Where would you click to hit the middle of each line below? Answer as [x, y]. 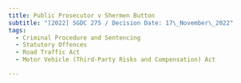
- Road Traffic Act [48, 52]
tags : [17, 30]
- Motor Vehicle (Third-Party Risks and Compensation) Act [116, 60]
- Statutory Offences [51, 45]
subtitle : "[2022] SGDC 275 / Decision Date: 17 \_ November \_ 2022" [121, 23]
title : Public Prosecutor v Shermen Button [82, 15]
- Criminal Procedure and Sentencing [78, 38]
